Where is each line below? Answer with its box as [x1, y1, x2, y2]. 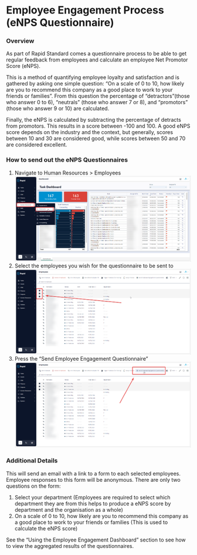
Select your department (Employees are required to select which [14, 494, 171, 501]
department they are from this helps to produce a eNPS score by [14, 500, 171, 507]
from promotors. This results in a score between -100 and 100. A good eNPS [6, 122, 191, 129]
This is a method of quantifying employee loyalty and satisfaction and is [6, 74, 180, 81]
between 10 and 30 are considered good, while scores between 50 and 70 [6, 135, 186, 142]
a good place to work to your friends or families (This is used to [14, 519, 168, 526]
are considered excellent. [6, 141, 67, 148]
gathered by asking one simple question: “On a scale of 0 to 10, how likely [6, 80, 185, 87]
